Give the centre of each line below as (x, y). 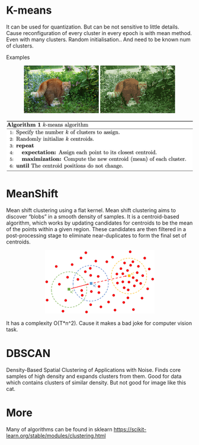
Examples (18, 57)
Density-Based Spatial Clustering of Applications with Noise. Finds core (94, 370)
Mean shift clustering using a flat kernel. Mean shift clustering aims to (91, 210)
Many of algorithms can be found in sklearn (59, 430)
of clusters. (20, 46)
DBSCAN (28, 354)
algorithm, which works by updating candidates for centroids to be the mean (99, 223)
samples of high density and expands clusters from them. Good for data (94, 376)
